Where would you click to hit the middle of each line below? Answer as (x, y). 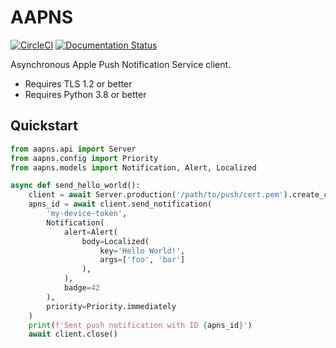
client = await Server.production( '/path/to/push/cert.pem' (156, 195)
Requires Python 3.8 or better (85, 94)
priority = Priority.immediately (111, 306)
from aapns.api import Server (73, 149)
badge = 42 (82, 288)
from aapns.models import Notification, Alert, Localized (133, 167)
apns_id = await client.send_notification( (120, 204)
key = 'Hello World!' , (142, 251)
